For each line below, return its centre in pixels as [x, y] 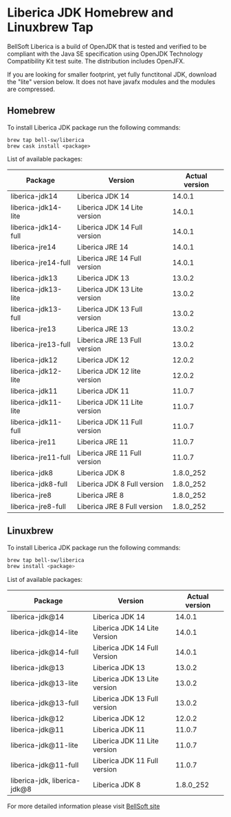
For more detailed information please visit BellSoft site [84, 806]
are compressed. [31, 89]
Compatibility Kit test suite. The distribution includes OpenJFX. [96, 61]
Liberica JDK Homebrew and [90, 13]
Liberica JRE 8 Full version [120, 506]
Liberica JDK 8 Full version [120, 484]
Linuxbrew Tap [51, 27]
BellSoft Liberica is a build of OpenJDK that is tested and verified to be [107, 46]
